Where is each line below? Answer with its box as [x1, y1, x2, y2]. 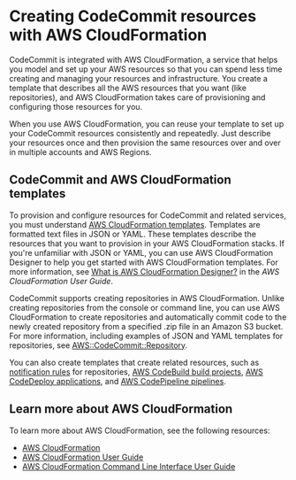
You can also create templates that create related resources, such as [9, 357, 260, 368]
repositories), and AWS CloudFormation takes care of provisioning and [9, 91, 266, 103]
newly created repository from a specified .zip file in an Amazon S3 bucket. [9, 321, 284, 331]
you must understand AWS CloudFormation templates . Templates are [9, 219, 261, 229]
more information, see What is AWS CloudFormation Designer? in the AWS [9, 266, 280, 276]
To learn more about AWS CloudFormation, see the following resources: [9, 425, 270, 436]
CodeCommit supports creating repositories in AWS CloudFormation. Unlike [9, 292, 285, 303]
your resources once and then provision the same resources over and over [9, 137, 281, 148]
